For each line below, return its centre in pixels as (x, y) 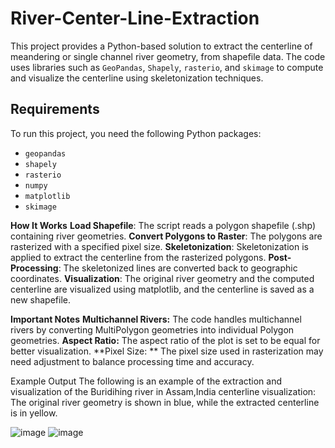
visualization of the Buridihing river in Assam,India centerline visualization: (163, 391)
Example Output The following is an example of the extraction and (146, 381)
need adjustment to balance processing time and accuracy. (132, 361)
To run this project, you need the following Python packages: (136, 133)
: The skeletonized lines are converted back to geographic (178, 268)
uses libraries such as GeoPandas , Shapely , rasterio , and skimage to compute (167, 67)
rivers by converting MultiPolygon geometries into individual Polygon (152, 329)
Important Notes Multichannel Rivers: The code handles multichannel (156, 319)
